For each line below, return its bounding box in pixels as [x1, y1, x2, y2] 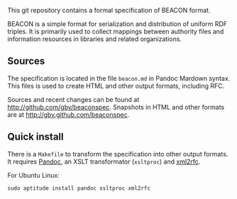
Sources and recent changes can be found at [7, 95, 140, 103]
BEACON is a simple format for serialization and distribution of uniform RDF [7, 20, 228, 28]
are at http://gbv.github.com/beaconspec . [7, 110, 130, 119]
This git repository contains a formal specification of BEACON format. [7, 6, 211, 14]
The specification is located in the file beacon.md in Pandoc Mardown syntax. [7, 74, 231, 82]
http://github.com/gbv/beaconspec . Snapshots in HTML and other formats [7, 103, 225, 111]
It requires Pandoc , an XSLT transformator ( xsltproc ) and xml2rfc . [7, 157, 201, 166]
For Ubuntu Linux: [7, 171, 60, 179]
